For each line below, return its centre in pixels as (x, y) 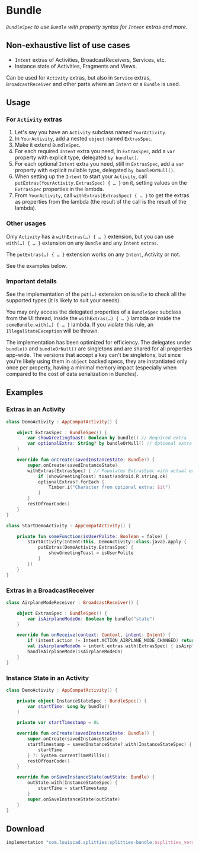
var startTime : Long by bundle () (69, 706)
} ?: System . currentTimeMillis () (69, 755)
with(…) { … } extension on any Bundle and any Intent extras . (82, 243)
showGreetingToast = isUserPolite (91, 553)
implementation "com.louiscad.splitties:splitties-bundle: (81, 843)
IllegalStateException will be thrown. (53, 331)
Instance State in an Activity (48, 678)
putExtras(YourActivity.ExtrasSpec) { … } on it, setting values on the (101, 183)
